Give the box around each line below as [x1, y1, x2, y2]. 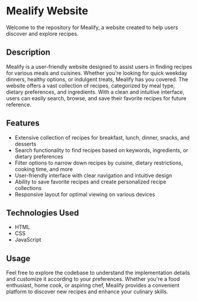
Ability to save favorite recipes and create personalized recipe [14, 178, 167, 185]
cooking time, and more [14, 165, 73, 173]
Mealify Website [6, 4, 89, 18]
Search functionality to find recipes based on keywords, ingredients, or [14, 147, 189, 154]
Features [6, 118, 40, 128]
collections [14, 184, 42, 191]
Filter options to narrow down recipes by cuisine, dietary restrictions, [14, 159, 183, 166]
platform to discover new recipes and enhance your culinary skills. [6, 288, 168, 295]
